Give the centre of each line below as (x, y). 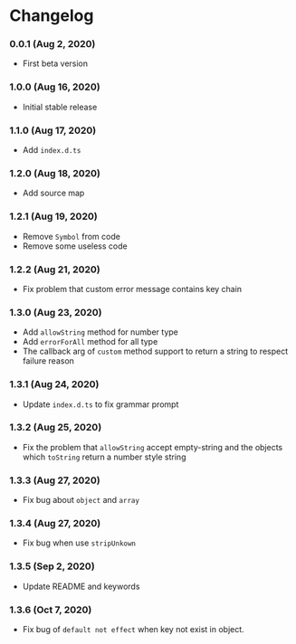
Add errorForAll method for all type (90, 342)
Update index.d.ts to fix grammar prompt (100, 404)
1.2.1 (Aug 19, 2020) (53, 216)
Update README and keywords (81, 586)
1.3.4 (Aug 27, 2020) (55, 524)
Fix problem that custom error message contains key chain (132, 289)
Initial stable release (60, 107)
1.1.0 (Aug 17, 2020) (53, 130)
